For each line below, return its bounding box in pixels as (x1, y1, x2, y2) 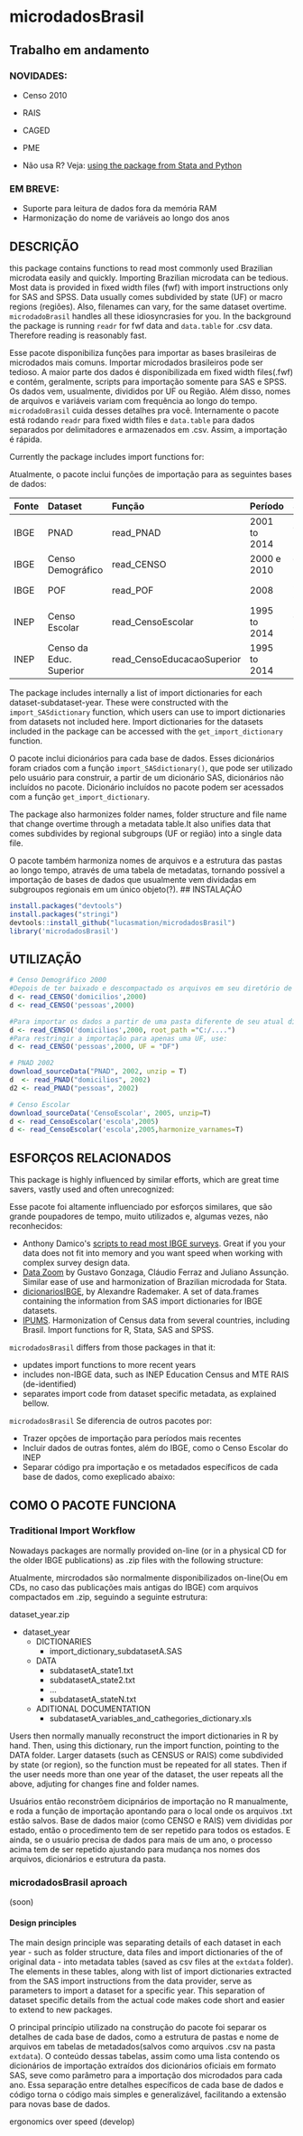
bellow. (22, 1398, 50, 1409)
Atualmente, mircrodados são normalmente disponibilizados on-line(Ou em (9, 1572, 289, 1583)
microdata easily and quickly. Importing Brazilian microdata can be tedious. (9, 272, 289, 283)
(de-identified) (22, 1379, 77, 1390)
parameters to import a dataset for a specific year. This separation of (9, 1985, 266, 1996)
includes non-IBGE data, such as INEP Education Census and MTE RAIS (22, 1369, 289, 1380)
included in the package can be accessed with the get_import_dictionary (9, 726, 284, 736)
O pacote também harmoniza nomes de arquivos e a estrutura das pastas (9, 855, 283, 866)
